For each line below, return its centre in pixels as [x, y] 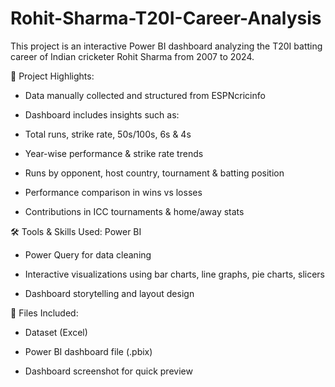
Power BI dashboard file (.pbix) [88, 351]
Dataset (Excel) [56, 332]
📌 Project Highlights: [52, 76]
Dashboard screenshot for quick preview [108, 371]
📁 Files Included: [44, 313]
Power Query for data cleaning [88, 254]
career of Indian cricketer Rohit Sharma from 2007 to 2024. [132, 56]
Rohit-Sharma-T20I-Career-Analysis [166, 18]
